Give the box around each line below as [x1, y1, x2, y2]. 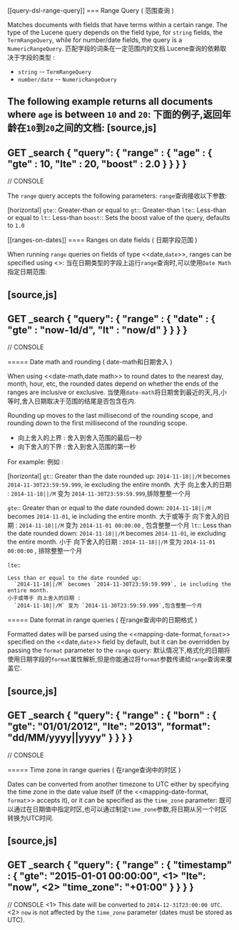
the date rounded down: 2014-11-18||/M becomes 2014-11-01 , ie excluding [7, 529, 226, 538]
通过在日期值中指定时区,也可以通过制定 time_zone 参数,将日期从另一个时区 [13, 804, 228, 813]
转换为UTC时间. [7, 814, 54, 822]
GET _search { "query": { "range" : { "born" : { [7, 709, 217, 721]
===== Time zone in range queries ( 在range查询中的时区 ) [7, 765, 181, 774]
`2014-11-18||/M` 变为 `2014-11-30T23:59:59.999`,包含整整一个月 [14, 602, 203, 609]
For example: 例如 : [7, 458, 63, 466]
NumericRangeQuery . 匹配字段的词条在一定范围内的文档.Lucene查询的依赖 [7, 44, 220, 52]
